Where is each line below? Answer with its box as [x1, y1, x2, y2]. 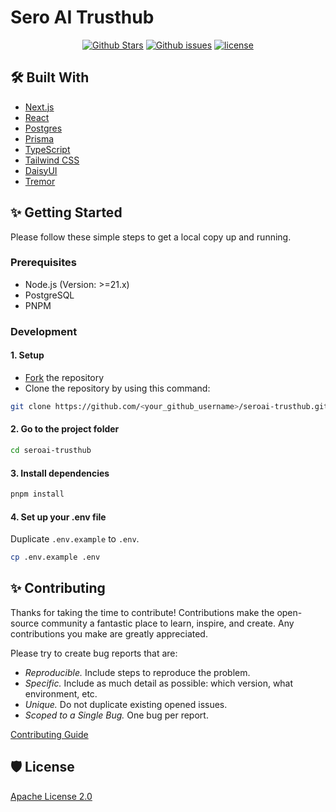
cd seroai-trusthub [10, 446, 92, 456]
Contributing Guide [10, 728, 89, 740]
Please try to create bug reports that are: [10, 647, 178, 659]
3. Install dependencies [10, 467, 110, 479]
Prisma [24, 132, 55, 145]
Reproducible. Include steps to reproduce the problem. [24, 666, 251, 678]
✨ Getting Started [10, 204, 123, 221]
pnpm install [10, 489, 65, 500]
